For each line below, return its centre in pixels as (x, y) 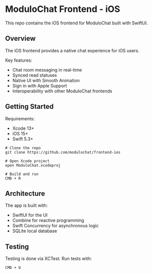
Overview (21, 39)
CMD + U (13, 268)
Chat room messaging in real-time (47, 70)
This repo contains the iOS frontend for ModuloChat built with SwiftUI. (76, 23)
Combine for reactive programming (48, 220)
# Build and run (22, 174)
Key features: (19, 60)
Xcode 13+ (23, 128)
